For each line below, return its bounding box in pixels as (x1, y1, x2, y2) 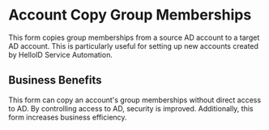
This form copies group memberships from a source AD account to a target (8, 32, 260, 42)
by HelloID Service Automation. (8, 50, 113, 59)
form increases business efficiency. (8, 112, 127, 122)
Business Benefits (8, 73, 103, 87)
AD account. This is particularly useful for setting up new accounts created (8, 41, 259, 50)
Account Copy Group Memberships (8, 6, 252, 24)
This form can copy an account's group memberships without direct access (8, 95, 262, 105)
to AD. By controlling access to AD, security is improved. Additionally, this (8, 103, 254, 113)
